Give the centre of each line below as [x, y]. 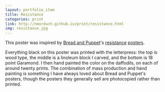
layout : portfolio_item [30, 10]
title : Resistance [24, 14]
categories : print [24, 19]
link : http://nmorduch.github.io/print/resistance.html [64, 24]
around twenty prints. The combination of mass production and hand [76, 68]
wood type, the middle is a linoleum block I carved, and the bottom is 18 [79, 57]
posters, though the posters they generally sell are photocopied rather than [82, 79]
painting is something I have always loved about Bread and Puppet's [75, 73]
